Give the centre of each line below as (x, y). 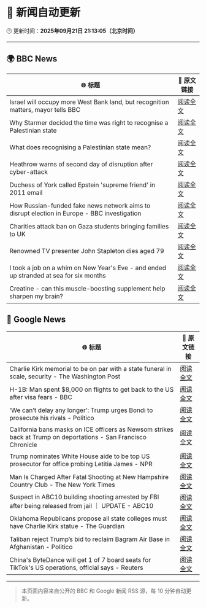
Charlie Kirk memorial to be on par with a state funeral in (90, 368)
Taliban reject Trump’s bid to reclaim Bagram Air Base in (90, 539)
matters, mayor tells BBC (45, 109)
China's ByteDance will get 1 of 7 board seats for (80, 559)
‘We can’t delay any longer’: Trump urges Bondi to (81, 410)
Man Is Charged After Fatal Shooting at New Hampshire (89, 477)
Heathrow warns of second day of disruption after (81, 164)
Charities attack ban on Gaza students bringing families (89, 226)
